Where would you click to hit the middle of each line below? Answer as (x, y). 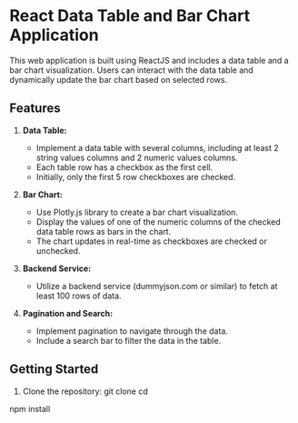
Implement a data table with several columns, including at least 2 (157, 147)
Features (35, 109)
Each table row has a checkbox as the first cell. (124, 167)
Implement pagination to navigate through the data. (132, 331)
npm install (30, 408)
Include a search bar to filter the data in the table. (129, 340)
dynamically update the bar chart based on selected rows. (119, 79)
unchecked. (58, 250)
